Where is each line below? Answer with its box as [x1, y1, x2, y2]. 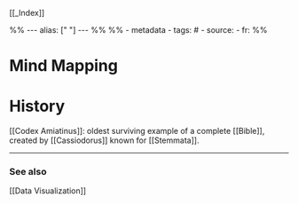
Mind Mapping [9, 56, 118, 76]
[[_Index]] [9, 8, 45, 18]
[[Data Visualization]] [9, 185, 87, 196]
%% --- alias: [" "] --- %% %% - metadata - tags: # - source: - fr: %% [9, 25, 268, 35]
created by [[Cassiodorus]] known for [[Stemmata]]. [9, 135, 200, 145]
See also [9, 166, 47, 178]
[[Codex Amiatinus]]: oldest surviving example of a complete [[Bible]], [9, 126, 265, 137]
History [9, 97, 66, 116]
